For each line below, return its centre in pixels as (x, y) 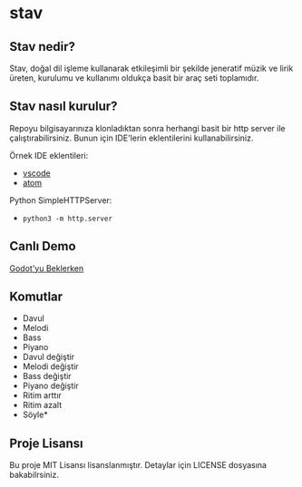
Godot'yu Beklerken (47, 268)
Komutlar (36, 297)
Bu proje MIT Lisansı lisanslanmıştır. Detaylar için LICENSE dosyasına (138, 465)
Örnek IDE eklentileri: (49, 155)
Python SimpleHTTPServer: (61, 200)
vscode (37, 173)
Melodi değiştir (50, 366)
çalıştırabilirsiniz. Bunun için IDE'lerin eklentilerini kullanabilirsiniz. (132, 138)
